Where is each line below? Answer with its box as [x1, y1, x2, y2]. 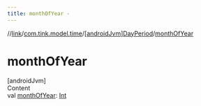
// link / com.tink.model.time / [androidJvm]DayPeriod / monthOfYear [7, 29, 194, 37]
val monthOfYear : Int [7, 91, 67, 99]
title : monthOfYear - [7, 10, 70, 17]
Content [7, 84, 31, 92]
